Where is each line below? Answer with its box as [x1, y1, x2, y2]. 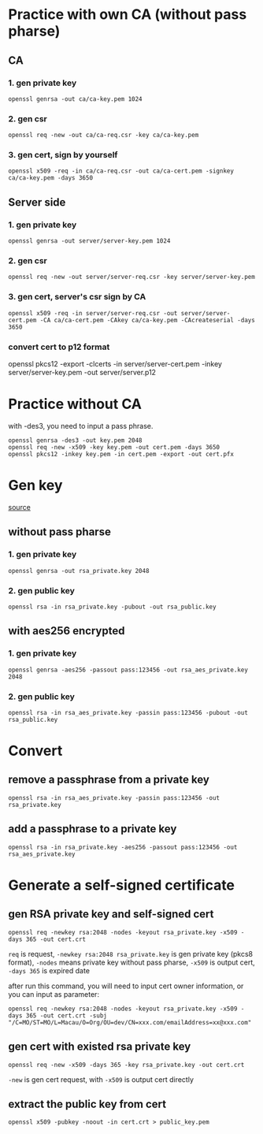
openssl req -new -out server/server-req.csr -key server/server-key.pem [8, 273, 256, 281]
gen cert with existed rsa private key [8, 1040, 191, 1054]
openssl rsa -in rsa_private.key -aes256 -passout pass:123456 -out [8, 843, 238, 851]
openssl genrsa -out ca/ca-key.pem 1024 [8, 95, 143, 103]
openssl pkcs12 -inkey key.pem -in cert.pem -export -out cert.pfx [8, 450, 235, 458]
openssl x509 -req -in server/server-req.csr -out [8, 309, 178, 317]
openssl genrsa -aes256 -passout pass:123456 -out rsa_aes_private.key [8, 666, 248, 674]
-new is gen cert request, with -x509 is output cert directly [8, 1074, 194, 1084]
